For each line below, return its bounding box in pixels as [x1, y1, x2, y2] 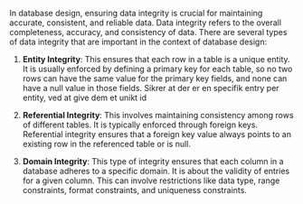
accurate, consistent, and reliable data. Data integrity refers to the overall [9, 17, 282, 28]
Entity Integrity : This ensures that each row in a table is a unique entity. [22, 54, 291, 64]
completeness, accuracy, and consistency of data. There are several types [9, 27, 288, 37]
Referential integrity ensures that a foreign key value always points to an [22, 129, 292, 139]
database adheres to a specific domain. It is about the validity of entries [22, 166, 290, 176]
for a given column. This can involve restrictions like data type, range [22, 175, 280, 186]
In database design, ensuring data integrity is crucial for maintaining [9, 8, 263, 18]
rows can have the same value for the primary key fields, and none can [22, 73, 288, 84]
